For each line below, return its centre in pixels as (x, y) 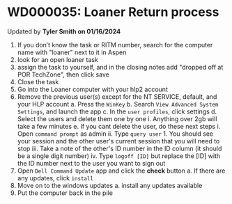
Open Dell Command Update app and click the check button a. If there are (121, 171)
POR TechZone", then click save (63, 74)
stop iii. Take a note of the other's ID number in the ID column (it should (119, 148)
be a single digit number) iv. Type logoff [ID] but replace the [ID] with (119, 156)
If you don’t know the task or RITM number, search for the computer (115, 45)
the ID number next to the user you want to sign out (91, 163)
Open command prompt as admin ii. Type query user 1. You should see (115, 134)
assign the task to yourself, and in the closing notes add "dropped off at (120, 67)
